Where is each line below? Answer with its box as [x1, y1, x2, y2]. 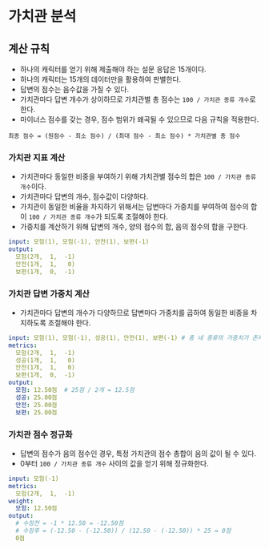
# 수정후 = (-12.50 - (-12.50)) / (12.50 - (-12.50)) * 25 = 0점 [15, 527, 231, 535]
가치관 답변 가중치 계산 [8, 288, 90, 299]
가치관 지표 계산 [8, 151, 66, 163]
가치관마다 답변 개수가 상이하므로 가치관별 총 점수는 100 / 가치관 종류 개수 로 [19, 95, 256, 104]
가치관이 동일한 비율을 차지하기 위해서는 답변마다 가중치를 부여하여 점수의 [19, 202, 250, 212]
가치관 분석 [8, 7, 77, 26]
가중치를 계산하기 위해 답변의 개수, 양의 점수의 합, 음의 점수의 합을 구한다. [19, 222, 248, 232]
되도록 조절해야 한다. [103, 212, 169, 221]
